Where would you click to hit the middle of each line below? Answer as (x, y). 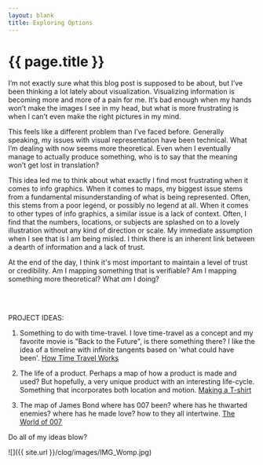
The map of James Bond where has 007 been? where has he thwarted (133, 405)
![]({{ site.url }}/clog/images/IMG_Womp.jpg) (80, 452)
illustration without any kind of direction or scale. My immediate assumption (130, 231)
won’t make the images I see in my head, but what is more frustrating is (124, 108)
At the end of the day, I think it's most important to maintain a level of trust (128, 262)
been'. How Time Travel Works (69, 358)
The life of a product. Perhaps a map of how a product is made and (128, 373)
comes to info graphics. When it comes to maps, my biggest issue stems (126, 189)
